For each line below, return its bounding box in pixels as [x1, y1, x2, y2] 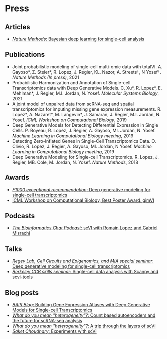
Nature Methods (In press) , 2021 [12, 74, 79, 80]
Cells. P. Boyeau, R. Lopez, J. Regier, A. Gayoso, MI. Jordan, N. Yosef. [12, 127, 156, 133]
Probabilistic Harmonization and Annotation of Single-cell [12, 79, 131, 85]
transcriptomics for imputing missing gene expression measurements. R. [12, 106, 162, 112]
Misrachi [12, 230, 31, 236]
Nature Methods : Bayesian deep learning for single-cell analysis [12, 36, 145, 42]
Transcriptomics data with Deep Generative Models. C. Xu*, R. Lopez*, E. [12, 85, 162, 91]
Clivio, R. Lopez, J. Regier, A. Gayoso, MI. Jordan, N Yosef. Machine [12, 143, 152, 149]
